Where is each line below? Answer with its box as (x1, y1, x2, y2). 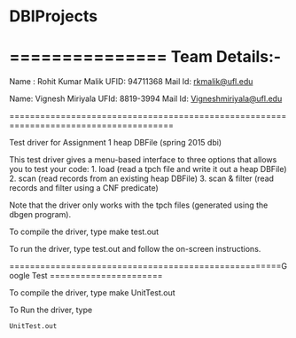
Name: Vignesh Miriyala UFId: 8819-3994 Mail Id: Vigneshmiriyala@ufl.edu (9, 93, 283, 104)
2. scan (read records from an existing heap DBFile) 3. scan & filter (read (9, 173, 275, 184)
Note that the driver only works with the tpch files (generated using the (9, 200, 269, 210)
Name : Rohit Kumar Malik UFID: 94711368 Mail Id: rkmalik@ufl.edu (9, 76, 253, 87)
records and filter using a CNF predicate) (9, 183, 160, 193)
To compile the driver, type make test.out (9, 226, 160, 237)
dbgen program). (9, 209, 72, 220)
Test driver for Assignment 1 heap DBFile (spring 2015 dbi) (9, 138, 222, 148)
